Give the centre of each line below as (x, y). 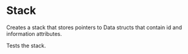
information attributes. (34, 33)
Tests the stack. (26, 46)
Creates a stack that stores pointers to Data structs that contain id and (94, 27)
